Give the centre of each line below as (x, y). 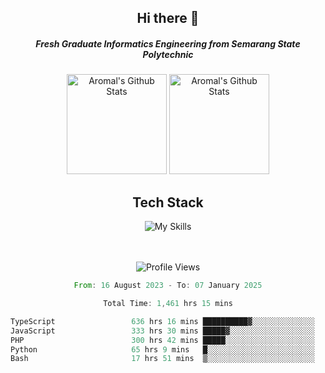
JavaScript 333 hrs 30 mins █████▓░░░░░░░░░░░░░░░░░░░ (162, 331)
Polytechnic (168, 54)
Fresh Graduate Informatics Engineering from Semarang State (168, 43)
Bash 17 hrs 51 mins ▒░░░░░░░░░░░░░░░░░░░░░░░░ (162, 359)
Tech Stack (168, 202)
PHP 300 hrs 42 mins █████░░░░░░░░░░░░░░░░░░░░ (162, 340)
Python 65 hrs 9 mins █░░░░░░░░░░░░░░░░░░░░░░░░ (162, 349)
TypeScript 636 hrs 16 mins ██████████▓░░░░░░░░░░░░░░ (162, 321)
